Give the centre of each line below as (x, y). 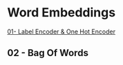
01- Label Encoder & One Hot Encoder (61, 31)
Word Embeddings (61, 13)
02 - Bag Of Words (48, 53)
